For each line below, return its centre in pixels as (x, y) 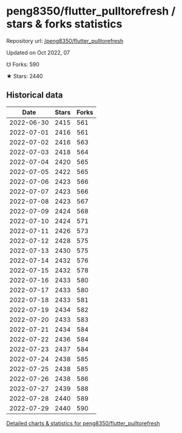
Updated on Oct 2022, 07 (38, 52)
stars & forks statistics (64, 24)
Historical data (35, 95)
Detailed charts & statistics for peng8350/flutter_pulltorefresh (83, 423)
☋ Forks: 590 (23, 64)
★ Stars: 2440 (25, 76)
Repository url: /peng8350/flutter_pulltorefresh (65, 41)
